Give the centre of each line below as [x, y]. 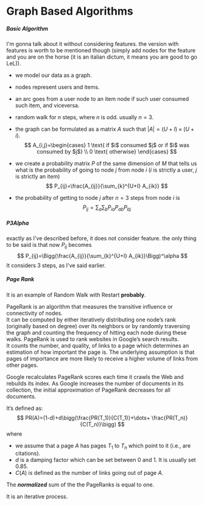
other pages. [22, 365]
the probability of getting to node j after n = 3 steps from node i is [97, 198]
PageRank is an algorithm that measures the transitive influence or [90, 306]
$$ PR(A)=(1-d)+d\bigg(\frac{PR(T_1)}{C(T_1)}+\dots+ [83, 417]
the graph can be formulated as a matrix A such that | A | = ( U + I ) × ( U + [105, 129]
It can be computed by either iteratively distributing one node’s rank [91, 320]
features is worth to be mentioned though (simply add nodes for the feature [101, 51]
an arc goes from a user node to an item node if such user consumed [102, 99]
